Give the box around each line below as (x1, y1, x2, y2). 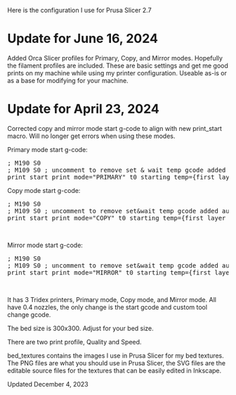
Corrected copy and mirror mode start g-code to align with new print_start (7, 124, 223, 132)
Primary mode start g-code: (7, 145, 88, 153)
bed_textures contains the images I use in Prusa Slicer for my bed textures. (7, 351, 225, 360)
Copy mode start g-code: (7, 186, 81, 194)
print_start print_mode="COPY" (7, 214, 115, 222)
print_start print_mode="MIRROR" (7, 268, 123, 277)
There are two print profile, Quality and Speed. (7, 337, 142, 346)
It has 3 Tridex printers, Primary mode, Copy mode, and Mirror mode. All (7, 295, 216, 303)
